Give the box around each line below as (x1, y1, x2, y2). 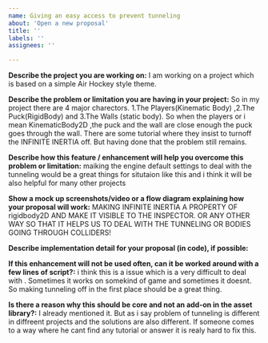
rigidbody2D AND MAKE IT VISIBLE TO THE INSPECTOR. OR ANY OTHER (8, 211, 250, 220)
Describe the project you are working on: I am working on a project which (8, 71, 254, 80)
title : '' (8, 26, 42, 34)
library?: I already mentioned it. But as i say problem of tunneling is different (8, 309, 260, 318)
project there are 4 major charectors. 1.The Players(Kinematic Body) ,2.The (8, 103, 255, 113)
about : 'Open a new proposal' (8, 19, 110, 27)
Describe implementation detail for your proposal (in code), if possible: (8, 244, 249, 253)
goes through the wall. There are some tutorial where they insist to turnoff (8, 129, 252, 139)
